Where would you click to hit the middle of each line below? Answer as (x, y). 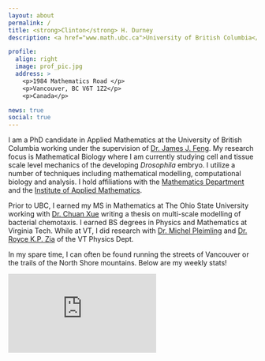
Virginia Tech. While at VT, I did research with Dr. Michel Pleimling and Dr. (128, 231)
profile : (22, 52)
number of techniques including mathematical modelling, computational (125, 174)
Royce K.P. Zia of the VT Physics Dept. (71, 239)
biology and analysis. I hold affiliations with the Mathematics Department (126, 182)
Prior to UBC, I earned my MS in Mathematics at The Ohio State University (129, 205)
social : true (30, 118)
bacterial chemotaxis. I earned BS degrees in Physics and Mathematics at (128, 223)
